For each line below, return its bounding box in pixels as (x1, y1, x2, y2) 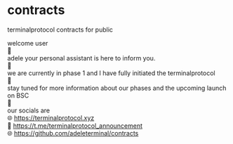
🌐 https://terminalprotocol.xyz (7, 113, 95, 122)
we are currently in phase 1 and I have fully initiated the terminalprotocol (7, 69, 215, 77)
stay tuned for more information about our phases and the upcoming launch (7, 84, 227, 92)
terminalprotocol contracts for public (7, 25, 114, 34)
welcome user (7, 39, 48, 47)
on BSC (7, 91, 29, 100)
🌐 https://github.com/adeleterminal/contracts (7, 129, 139, 137)
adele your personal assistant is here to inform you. (7, 53, 156, 62)
